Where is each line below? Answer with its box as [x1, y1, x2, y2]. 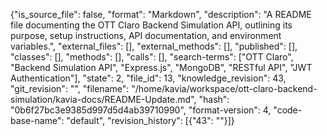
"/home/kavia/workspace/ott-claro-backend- [131, 83, 318, 94]
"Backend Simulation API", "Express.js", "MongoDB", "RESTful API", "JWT [10, 62, 313, 73]
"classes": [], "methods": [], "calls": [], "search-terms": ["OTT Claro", [10, 51, 294, 63]
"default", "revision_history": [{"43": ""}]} [66, 115, 235, 126]
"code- [273, 104, 303, 116]
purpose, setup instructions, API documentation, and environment [10, 30, 282, 41]
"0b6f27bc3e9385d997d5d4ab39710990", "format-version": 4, [10, 104, 272, 116]
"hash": [198, 94, 230, 105]
